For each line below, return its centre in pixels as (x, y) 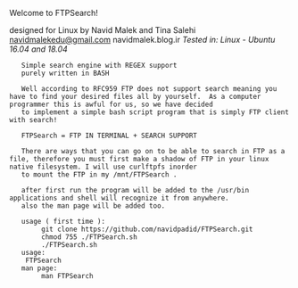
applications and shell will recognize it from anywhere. (119, 198)
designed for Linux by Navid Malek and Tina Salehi (103, 30)
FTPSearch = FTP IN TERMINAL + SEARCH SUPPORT (109, 136)
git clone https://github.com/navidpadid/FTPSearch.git (147, 229)
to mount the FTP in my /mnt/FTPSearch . (99, 175)
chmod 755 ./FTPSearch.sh (90, 237)
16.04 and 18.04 (39, 49)
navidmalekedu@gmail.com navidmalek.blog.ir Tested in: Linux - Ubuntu (142, 40)
